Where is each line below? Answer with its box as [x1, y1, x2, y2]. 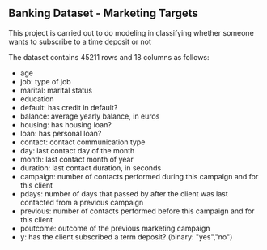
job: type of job [19, 76, 71, 86]
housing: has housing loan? [19, 119, 112, 129]
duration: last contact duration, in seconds [19, 162, 162, 173]
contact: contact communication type [19, 137, 146, 147]
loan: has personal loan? [19, 128, 102, 138]
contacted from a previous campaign [19, 197, 144, 207]
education [19, 93, 54, 104]
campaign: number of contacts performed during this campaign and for [19, 171, 259, 181]
